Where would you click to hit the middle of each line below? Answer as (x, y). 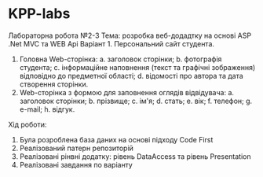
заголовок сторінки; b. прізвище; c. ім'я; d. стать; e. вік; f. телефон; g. (136, 101)
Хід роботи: (27, 124)
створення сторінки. (54, 84)
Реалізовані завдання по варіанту (76, 164)
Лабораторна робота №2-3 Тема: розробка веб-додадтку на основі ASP (130, 35)
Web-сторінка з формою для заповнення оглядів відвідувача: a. (126, 92)
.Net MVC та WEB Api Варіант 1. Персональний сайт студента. (111, 43)
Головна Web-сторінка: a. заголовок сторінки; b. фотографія (121, 59)
